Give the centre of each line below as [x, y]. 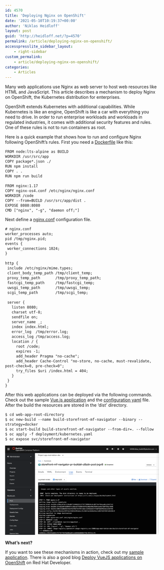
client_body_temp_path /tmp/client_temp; [50, 273]
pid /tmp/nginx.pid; [26, 239]
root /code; [28, 347]
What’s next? [19, 543]
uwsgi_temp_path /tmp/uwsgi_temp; [49, 288]
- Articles [25, 72]
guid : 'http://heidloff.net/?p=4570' [43, 36]
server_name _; [27, 322]
